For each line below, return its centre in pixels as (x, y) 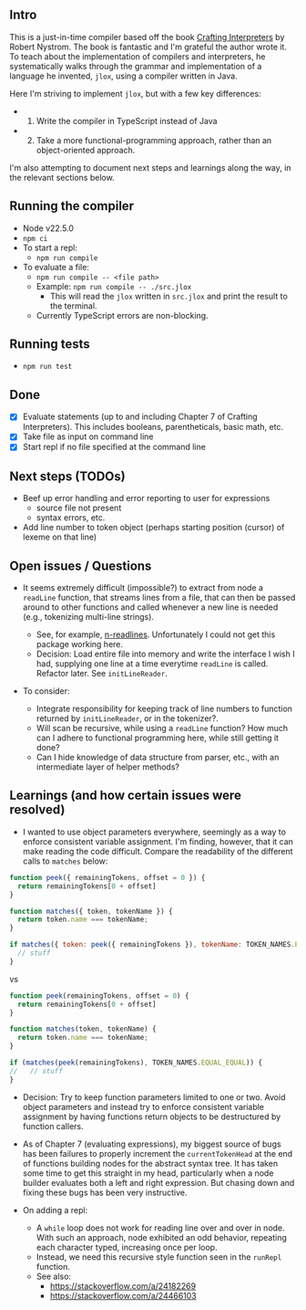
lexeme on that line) (60, 537)
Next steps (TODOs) (67, 476)
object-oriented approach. (86, 150)
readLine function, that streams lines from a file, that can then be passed (159, 598)
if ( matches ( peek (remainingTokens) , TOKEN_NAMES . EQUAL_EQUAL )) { (136, 1063)
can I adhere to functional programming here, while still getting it (158, 738)
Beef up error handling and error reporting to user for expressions (146, 498)
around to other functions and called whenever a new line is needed (150, 607)
